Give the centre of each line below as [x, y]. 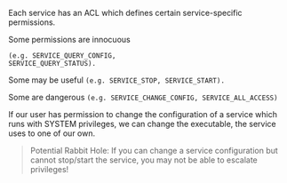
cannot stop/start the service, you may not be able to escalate [144, 160]
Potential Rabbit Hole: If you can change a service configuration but [154, 151]
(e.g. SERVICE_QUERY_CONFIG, [62, 56]
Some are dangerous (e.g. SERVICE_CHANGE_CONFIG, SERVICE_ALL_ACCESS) [143, 97]
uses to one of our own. [52, 133]
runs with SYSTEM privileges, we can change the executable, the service [142, 124]
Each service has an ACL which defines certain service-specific [125, 13]
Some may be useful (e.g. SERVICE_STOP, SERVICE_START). [117, 80]
